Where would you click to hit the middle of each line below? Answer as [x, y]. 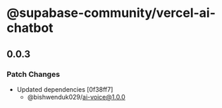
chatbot [30, 28]
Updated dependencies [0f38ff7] [65, 89]
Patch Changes [33, 74]
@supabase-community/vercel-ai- [111, 13]
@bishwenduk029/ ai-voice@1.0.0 [76, 97]
